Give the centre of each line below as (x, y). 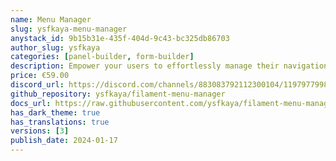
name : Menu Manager (51, 19)
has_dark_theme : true (55, 112)
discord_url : (37, 85)
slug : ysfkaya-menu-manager (69, 29)
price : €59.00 (40, 76)
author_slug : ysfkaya (55, 47)
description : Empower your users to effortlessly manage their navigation (169, 66)
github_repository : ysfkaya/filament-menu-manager (118, 94)
